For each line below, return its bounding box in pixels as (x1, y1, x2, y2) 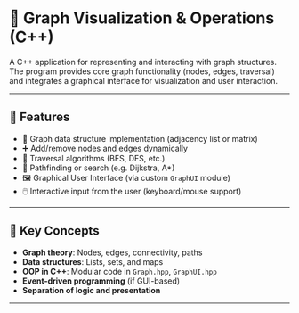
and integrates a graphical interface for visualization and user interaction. (9, 75, 279, 86)
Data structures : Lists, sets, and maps (21, 256, 164, 267)
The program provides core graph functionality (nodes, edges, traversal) (9, 66, 276, 77)
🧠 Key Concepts (9, 223, 100, 239)
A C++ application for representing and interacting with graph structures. (9, 56, 278, 67)
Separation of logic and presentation (21, 284, 161, 295)
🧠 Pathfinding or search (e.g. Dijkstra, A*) (21, 162, 175, 173)
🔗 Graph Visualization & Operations (9, 8, 275, 29)
